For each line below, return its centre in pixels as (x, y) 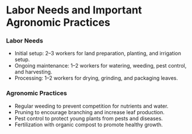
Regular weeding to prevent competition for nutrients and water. (91, 106)
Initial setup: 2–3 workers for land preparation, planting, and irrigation (98, 54)
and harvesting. (33, 72)
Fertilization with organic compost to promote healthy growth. (89, 124)
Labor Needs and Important (74, 10)
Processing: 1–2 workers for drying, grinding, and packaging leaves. (96, 78)
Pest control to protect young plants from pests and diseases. (89, 118)
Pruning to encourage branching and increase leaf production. (90, 112)
